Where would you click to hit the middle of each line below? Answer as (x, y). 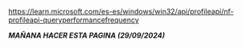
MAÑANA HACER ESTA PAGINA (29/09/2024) (87, 35)
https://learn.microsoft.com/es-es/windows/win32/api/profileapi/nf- (121, 12)
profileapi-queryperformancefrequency (74, 20)
